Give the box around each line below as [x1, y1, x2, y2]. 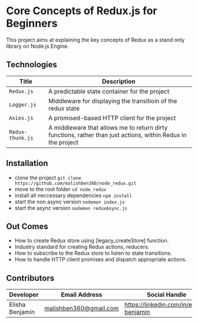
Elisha [9, 300, 26, 309]
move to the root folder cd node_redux [14, 185, 107, 193]
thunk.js [9, 134, 34, 141]
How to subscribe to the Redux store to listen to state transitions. [14, 250, 172, 257]
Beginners [6, 17, 58, 30]
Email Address [61, 291, 103, 299]
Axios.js [9, 114, 34, 121]
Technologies [6, 60, 58, 70]
